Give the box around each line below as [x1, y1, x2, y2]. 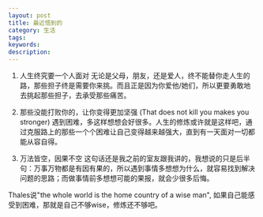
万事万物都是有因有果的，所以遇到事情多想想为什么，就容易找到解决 [33, 163, 255, 173]
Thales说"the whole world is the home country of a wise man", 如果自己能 [8, 190, 249, 200]
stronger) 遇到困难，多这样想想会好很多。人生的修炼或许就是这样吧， [19, 118, 246, 126]
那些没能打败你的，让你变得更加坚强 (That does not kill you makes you [19, 107, 250, 117]
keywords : [8, 41, 41, 49]
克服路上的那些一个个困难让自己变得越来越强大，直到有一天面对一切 [26, 127, 249, 137]
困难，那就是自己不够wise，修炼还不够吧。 [21, 200, 162, 209]
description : [8, 48, 51, 56]
